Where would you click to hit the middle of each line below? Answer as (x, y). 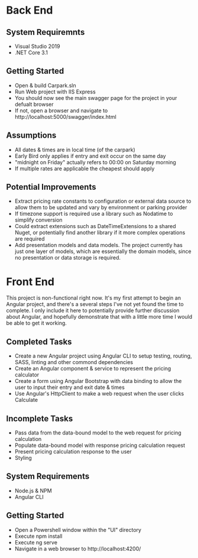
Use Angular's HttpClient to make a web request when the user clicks (99, 394)
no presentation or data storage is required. (68, 258)
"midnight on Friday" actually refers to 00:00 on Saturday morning (95, 162)
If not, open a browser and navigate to (61, 111)
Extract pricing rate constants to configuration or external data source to (103, 201)
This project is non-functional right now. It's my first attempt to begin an (94, 298)
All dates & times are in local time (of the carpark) (75, 150)
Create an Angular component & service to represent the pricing (93, 369)
